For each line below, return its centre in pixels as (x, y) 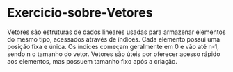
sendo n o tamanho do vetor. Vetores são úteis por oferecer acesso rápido (114, 54)
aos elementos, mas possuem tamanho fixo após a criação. (92, 61)
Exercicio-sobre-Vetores (80, 13)
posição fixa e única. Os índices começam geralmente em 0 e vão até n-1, (113, 46)
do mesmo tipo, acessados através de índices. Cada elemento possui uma (114, 39)
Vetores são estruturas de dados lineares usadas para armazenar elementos (116, 32)
